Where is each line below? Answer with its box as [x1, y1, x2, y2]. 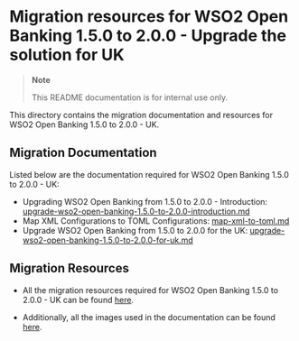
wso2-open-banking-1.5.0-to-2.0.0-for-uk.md [22, 235, 194, 245]
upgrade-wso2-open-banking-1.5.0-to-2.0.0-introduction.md [22, 206, 250, 217]
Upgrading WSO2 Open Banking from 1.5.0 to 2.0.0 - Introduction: [22, 196, 268, 207]
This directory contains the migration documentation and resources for [9, 109, 274, 120]
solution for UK [9, 45, 125, 65]
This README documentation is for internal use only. [31, 92, 229, 103]
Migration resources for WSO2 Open [9, 6, 289, 27]
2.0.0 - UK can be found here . [22, 294, 134, 305]
